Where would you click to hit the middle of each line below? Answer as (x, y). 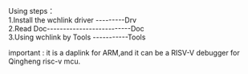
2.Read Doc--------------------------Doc (76, 29)
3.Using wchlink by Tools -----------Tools (77, 37)
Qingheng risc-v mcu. (45, 61)
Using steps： (31, 11)
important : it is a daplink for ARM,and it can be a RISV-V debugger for (124, 53)
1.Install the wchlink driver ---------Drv (73, 20)
